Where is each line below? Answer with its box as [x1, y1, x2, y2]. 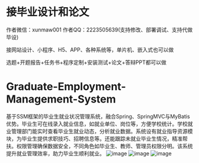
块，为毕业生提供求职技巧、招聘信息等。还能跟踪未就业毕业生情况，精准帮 [6, 135, 188, 142]
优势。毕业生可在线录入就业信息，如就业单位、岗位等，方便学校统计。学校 [6, 120, 188, 127]
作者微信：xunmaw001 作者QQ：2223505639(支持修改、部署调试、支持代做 [6, 26, 193, 33]
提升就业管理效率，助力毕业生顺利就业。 [6, 149, 105, 157]
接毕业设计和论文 [6, 5, 90, 19]
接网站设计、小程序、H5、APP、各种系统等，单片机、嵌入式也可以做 [6, 46, 174, 53]
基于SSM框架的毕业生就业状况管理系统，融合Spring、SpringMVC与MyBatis [6, 113, 191, 120]
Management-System [6, 92, 117, 106]
